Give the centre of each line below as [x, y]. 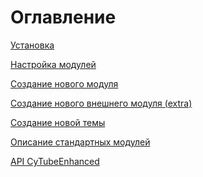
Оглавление [63, 17]
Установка [32, 45]
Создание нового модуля [64, 83]
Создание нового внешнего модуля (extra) [101, 103]
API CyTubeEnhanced [55, 161]
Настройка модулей [53, 64]
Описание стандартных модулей [80, 142]
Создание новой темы [58, 122]
